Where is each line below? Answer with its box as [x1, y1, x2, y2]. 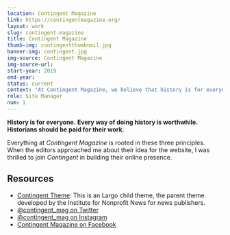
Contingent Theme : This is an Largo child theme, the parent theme [16, 191, 205, 199]
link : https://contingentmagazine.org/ [7, 16, 121, 23]
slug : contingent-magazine [7, 29, 84, 36]
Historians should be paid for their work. [7, 125, 125, 134]
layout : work [7, 23, 44, 29]
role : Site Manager [7, 93, 63, 100]
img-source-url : [7, 61, 53, 68]
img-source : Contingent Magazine [7, 55, 103, 62]
